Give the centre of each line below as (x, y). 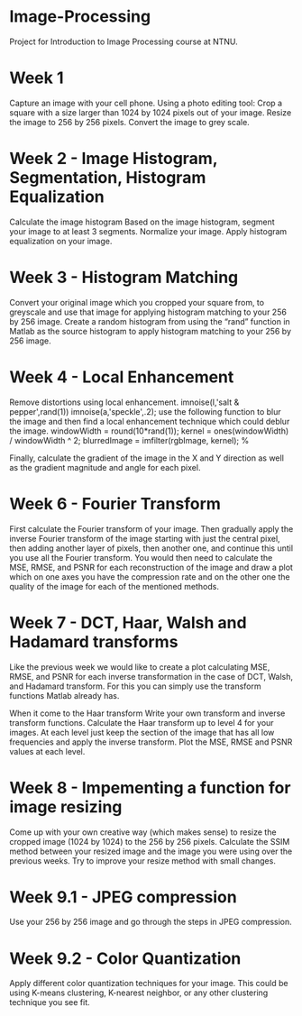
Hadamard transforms (94, 641)
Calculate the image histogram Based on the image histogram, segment (142, 222)
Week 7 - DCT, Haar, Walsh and (128, 622)
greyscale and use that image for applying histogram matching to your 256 (148, 312)
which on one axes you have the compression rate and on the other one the (150, 577)
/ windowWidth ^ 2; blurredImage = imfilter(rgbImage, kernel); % (129, 440)
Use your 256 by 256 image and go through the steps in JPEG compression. (151, 922)
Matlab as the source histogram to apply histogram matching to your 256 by (150, 331)
